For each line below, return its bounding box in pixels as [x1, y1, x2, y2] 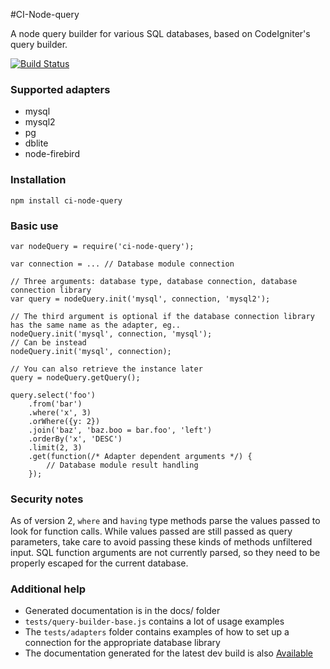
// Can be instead [10, 337, 87, 348]
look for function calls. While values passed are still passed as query [10, 525, 293, 538]
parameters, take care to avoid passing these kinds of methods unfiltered [10, 536, 313, 548]
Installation [10, 173, 67, 187]
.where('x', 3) [28, 407, 92, 418]
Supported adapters [10, 82, 111, 96]
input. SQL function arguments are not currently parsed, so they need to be [10, 547, 321, 559]
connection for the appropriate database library [24, 637, 221, 649]
